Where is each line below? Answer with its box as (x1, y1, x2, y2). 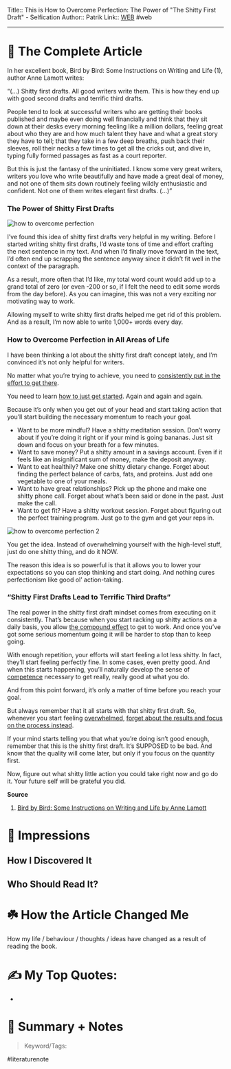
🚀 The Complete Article (7, 44, 143, 59)
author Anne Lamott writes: (7, 74, 85, 82)
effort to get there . (7, 378, 60, 387)
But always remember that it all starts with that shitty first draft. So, (7, 706, 197, 714)
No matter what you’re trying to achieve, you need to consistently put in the (7, 371, 221, 379)
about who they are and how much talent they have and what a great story (7, 129, 218, 137)
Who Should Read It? (7, 878, 98, 890)
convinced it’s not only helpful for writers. (7, 357, 125, 366)
